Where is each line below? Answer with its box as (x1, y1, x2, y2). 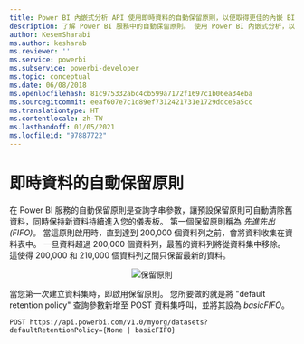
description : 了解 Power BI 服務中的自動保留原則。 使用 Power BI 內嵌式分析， (9, 22, 290, 31)
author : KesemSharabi (9, 30, 91, 39)
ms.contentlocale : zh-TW (9, 114, 103, 123)
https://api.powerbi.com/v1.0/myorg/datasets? (29, 318, 208, 327)
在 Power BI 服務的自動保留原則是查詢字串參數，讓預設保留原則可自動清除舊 (9, 205, 293, 215)
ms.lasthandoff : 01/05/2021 (9, 123, 116, 132)
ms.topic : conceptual (9, 72, 91, 81)
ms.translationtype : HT (9, 106, 100, 115)
